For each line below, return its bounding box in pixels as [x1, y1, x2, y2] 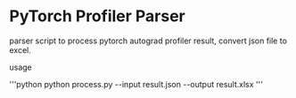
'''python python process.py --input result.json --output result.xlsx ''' [9, 79, 263, 89]
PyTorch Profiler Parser [9, 6, 185, 26]
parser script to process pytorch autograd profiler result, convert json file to [9, 35, 288, 46]
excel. [9, 44, 31, 55]
